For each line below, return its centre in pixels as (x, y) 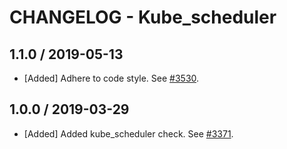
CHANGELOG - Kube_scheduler (143, 17)
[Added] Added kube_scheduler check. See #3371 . (128, 133)
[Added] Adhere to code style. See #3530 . (111, 78)
